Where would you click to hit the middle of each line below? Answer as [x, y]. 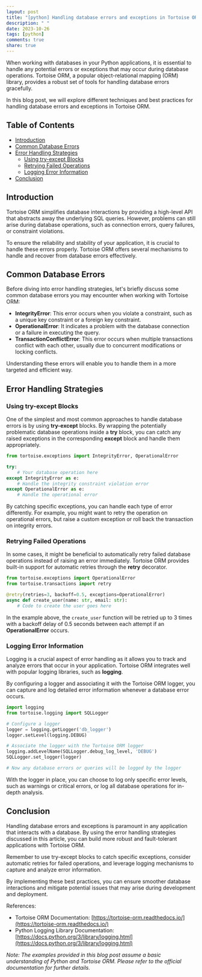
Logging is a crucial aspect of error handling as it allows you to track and [96, 659]
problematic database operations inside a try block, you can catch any [94, 432]
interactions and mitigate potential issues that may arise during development [101, 888]
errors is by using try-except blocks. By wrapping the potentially [86, 425]
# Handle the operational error [57, 495]
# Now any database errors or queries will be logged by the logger [94, 768]
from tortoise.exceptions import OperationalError [71, 578]
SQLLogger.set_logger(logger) [44, 757]
